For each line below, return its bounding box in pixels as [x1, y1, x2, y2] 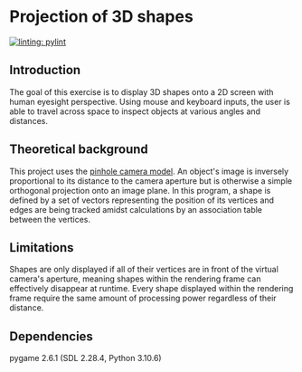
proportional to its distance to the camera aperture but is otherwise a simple [9, 175, 292, 186]
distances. [9, 115, 48, 126]
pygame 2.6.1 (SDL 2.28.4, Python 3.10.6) [9, 353, 162, 364]
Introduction [9, 62, 81, 78]
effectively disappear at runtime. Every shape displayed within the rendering [9, 283, 294, 294]
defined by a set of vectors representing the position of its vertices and [9, 195, 274, 205]
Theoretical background [9, 142, 149, 157]
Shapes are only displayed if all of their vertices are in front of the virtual [9, 264, 278, 275]
